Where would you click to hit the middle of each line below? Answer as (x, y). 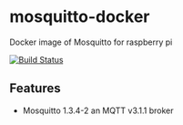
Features (35, 89)
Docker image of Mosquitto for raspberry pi (91, 42)
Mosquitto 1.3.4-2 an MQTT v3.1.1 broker (98, 110)
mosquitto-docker (80, 17)
